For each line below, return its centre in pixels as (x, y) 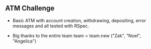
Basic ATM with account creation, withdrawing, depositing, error (79, 20)
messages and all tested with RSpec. (51, 26)
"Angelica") (24, 41)
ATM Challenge (30, 8)
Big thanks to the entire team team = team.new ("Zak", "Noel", (77, 35)
